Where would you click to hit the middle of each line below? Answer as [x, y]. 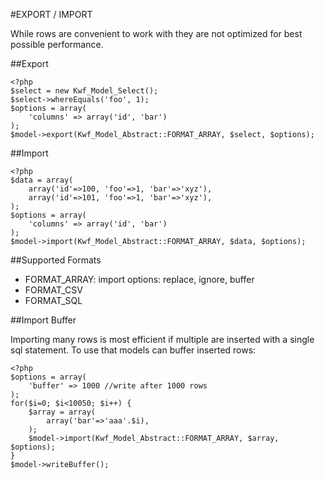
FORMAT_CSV [53, 290]
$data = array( [42, 180]
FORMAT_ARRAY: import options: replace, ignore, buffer [139, 279]
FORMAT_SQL [53, 300]
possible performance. [57, 44]
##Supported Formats [56, 260]
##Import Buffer [43, 320]
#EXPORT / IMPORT [51, 14]
